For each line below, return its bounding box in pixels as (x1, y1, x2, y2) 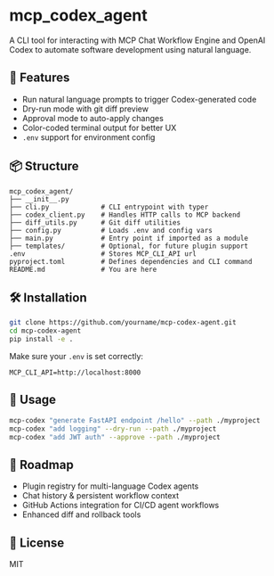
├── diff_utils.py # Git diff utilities (9, 218, 181, 227)
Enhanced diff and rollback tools (21, 509, 141, 520)
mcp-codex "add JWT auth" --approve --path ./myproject (9, 432, 221, 441)
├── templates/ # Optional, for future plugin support (9, 242, 249, 251)
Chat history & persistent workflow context (21, 490, 180, 501)
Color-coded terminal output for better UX (21, 122, 177, 133)
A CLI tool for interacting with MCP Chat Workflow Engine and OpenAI (9, 35, 266, 45)
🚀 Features (9, 70, 70, 86)
